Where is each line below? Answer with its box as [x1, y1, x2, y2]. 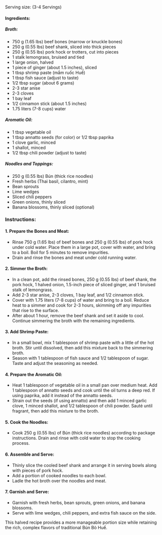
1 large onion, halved [12, 59, 54, 65]
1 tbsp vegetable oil [12, 129, 51, 135]
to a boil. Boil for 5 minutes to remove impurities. [12, 249, 109, 255]
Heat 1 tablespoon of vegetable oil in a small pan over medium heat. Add [12, 382, 157, 388]
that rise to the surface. [12, 307, 59, 313]
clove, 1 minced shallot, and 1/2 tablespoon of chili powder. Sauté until [12, 403, 153, 409]
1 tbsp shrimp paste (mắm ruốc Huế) [12, 69, 86, 75]
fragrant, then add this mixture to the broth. [12, 408, 99, 414]
